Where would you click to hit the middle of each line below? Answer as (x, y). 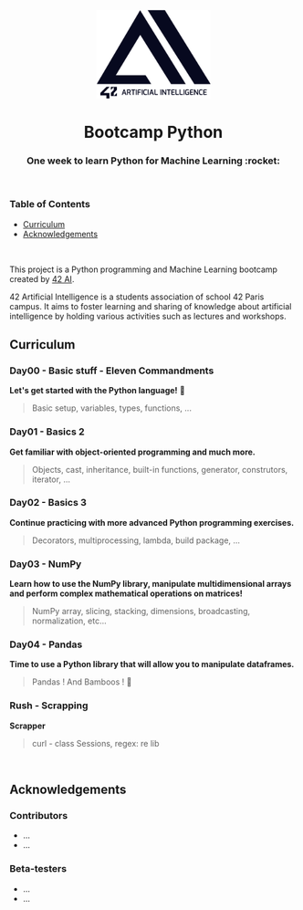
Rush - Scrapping (49, 706)
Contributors (39, 816)
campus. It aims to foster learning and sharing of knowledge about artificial (151, 306)
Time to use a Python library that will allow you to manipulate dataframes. (152, 664)
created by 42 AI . (42, 278)
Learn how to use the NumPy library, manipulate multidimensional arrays (151, 584)
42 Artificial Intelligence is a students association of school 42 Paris (137, 297)
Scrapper (27, 726)
